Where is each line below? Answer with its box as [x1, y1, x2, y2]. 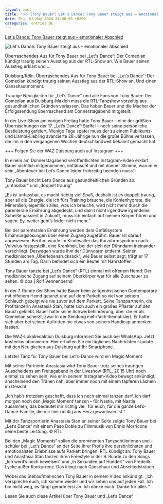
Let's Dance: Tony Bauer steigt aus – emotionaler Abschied [5, 34, 124, 40]
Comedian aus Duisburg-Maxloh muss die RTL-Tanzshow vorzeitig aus [5, 98, 147, 104]
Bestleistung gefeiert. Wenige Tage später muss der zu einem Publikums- [5, 128, 153, 134]
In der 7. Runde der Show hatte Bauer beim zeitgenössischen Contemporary [5, 288, 157, 294]
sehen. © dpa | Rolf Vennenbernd [5, 278, 73, 284]
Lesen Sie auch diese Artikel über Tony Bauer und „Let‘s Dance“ [5, 493, 133, 499]
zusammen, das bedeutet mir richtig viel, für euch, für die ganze [5, 403, 134, 409]
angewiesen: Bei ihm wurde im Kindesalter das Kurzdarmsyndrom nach [5, 238, 148, 244]
